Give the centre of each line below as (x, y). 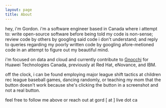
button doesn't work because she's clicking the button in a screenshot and (82, 85)
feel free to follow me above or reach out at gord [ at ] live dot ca (71, 100)
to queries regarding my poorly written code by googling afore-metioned (80, 44)
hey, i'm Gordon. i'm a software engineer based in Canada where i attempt (81, 28)
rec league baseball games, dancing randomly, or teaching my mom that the (83, 80)
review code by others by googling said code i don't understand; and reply (82, 39)
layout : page (19, 10)
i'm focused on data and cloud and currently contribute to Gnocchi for (77, 59)
